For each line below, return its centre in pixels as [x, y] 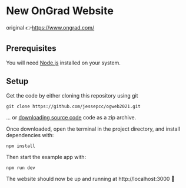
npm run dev [21, 168]
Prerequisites [31, 48]
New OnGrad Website [60, 11]
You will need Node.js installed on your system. [63, 63]
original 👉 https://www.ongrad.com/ [50, 27]
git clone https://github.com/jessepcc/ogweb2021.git [74, 106]
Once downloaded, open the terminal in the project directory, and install [93, 129]
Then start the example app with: [46, 157]
